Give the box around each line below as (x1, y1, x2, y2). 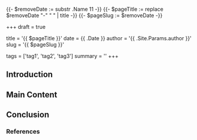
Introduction (6, 70, 53, 80)
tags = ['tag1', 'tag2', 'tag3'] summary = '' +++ (6, 53, 119, 59)
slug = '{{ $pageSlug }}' (6, 41, 64, 48)
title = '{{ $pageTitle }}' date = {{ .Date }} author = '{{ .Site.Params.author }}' (6, 35, 192, 41)
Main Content (6, 89, 57, 100)
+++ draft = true (6, 24, 46, 30)
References (6, 128, 40, 136)
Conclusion (6, 110, 50, 120)
